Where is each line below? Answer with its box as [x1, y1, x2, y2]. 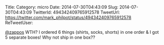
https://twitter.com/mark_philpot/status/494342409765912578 [5, 15, 132, 20]
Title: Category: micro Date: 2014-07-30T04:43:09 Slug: [5, 4, 119, 10]
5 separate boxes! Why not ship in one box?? [5, 34, 95, 40]
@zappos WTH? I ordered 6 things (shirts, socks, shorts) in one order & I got [5, 29, 159, 35]
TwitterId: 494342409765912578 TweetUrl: [33, 9, 121, 15]
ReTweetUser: [5, 20, 33, 25]
